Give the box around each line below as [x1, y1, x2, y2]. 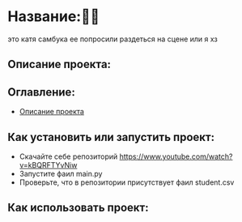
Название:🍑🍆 [7, 7, 100, 26]
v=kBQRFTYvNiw [19, 160, 78, 169]
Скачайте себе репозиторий [19, 152, 118, 161]
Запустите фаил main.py [19, 169, 103, 178]
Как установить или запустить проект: [7, 130, 215, 144]
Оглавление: [7, 85, 76, 99]
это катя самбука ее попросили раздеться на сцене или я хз [7, 34, 218, 44]
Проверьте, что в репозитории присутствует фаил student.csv [19, 177, 235, 187]
